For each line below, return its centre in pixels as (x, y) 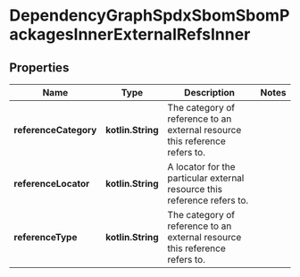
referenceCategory (55, 130)
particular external (206, 178)
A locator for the (201, 167)
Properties (39, 67)
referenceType (46, 237)
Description (209, 92)
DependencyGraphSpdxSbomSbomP (150, 16)
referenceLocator (52, 184)
